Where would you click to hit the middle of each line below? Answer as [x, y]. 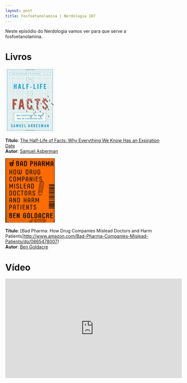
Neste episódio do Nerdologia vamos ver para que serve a [66, 31]
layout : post [19, 11]
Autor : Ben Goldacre [27, 247]
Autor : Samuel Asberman [32, 151]
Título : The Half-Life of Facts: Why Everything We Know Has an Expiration [82, 140]
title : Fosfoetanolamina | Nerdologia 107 [50, 16]
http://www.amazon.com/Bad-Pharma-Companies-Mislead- [86, 236]
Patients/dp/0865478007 [32, 242]
